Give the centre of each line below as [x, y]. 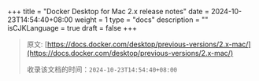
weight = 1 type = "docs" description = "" [141, 20]
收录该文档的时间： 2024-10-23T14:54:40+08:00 [102, 69]
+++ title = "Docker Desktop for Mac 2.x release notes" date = [108, 11]
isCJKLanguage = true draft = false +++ [72, 28]
